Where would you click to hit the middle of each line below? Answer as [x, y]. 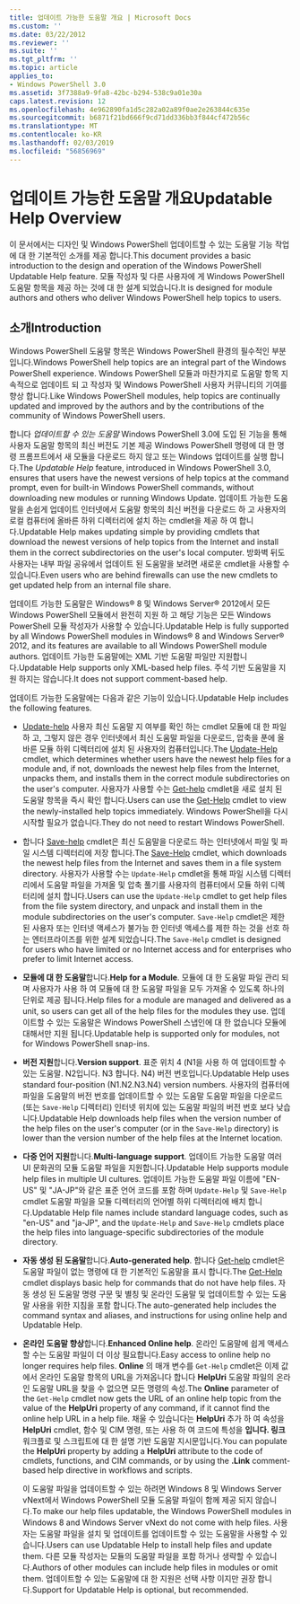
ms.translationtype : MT [54, 127]
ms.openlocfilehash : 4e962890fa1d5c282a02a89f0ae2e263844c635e [130, 110]
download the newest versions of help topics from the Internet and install [144, 542]
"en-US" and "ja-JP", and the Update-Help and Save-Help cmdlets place [153, 1223]
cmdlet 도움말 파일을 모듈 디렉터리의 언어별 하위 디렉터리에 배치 [134, 1202]
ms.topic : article [43, 68]
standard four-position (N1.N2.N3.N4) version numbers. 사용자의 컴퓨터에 [156, 1085]
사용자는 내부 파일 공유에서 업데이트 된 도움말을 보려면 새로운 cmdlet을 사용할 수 [150, 564]
